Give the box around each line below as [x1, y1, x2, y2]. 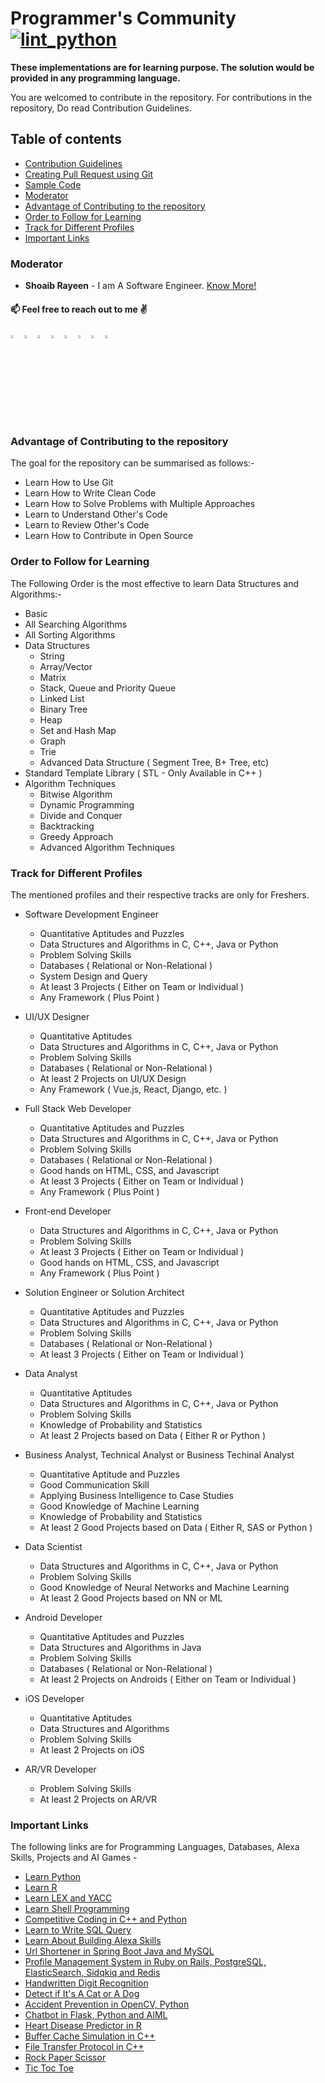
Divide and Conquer [39, 809, 123, 821]
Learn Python [24, 1871, 82, 1883]
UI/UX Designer [24, 1010, 90, 1022]
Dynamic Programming [39, 798, 135, 811]
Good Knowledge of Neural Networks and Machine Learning [39, 1581, 290, 1593]
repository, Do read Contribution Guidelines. [10, 102, 192, 114]
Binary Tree [39, 703, 88, 715]
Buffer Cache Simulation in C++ [24, 2030, 156, 2042]
